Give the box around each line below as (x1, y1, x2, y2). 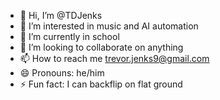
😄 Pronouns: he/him (19, 67, 105, 79)
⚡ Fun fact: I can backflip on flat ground (19, 78, 183, 90)
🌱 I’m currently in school (19, 31, 120, 42)
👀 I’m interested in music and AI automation (19, 20, 199, 32)
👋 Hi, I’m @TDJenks (19, 10, 103, 21)
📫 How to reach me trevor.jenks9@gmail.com (19, 53, 210, 64)
